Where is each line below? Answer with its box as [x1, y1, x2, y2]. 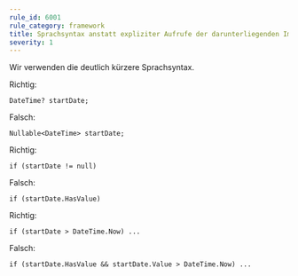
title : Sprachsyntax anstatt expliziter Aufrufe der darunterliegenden [9, 29, 279, 38]
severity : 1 [9, 37, 53, 47]
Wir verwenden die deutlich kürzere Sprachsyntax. [9, 62, 195, 73]
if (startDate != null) [9, 162, 98, 171]
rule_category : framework [9, 21, 105, 30]
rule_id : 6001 [9, 12, 62, 22]
